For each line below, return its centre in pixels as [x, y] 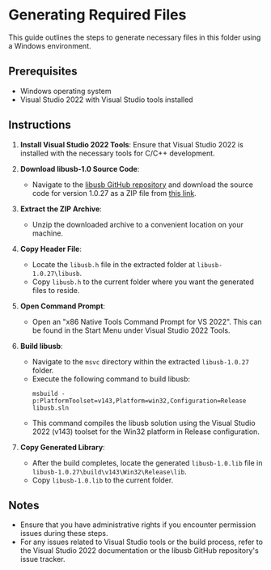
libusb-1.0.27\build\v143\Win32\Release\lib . [110, 471]
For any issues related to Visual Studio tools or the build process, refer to [141, 542]
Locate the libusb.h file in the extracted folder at [114, 264]
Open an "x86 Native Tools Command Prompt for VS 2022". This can [147, 321]
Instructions [40, 125]
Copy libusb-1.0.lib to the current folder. [103, 480]
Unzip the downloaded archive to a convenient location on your [138, 224]
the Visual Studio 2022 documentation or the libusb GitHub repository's [139, 551]
